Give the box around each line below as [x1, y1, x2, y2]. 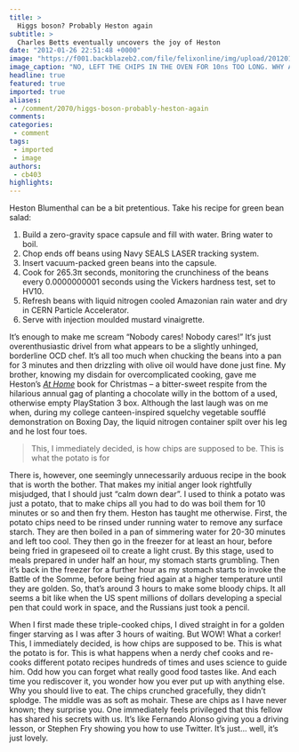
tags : [9, 137, 29, 146]
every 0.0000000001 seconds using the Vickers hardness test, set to [21, 276, 276, 287]
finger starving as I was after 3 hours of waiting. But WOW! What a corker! [9, 628, 282, 640]
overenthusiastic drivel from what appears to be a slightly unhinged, [9, 341, 259, 352]
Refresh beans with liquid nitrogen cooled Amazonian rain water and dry [21, 295, 287, 307]
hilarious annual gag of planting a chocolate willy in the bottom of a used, [9, 388, 278, 399]
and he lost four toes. [9, 426, 87, 436]
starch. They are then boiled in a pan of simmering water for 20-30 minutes [9, 526, 287, 538]
